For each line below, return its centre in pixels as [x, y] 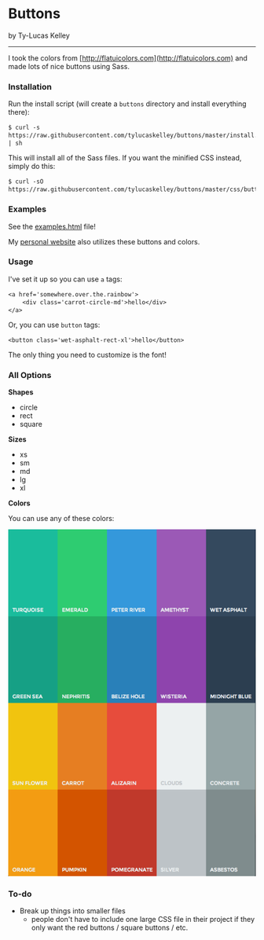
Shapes [21, 392]
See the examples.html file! [52, 226]
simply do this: [32, 167]
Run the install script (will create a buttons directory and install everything [127, 104]
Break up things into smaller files [72, 911]
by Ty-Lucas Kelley [39, 35]
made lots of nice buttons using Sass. [69, 66]
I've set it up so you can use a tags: [65, 279]
